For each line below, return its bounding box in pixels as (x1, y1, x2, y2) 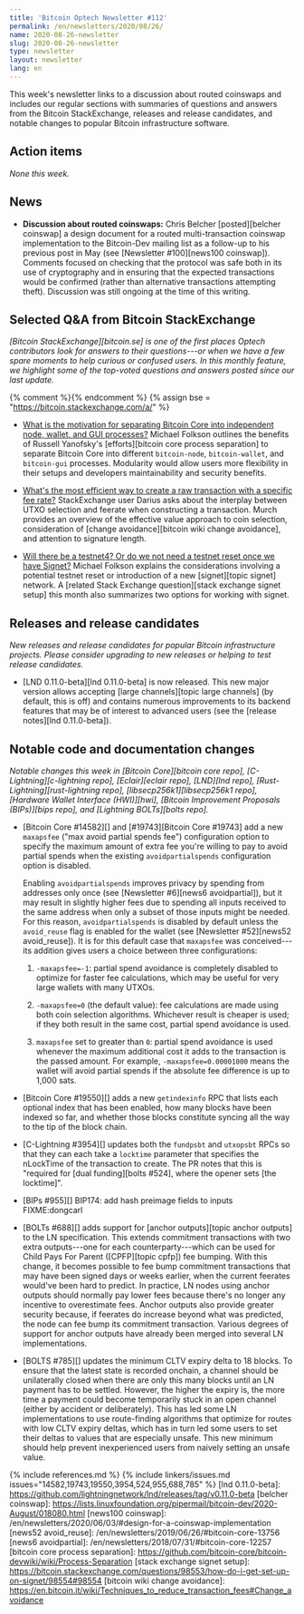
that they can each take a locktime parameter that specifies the (22, 1148, 260, 1159)
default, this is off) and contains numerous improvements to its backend (22, 695, 291, 707)
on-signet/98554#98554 (9, 1575, 102, 1586)
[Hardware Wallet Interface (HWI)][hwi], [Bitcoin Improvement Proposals (9, 794, 280, 805)
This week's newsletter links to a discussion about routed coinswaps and (9, 88, 282, 100)
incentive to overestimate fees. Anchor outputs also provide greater (22, 1298, 274, 1310)
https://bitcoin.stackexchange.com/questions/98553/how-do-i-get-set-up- (9, 1565, 290, 1576)
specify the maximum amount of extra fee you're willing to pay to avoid (22, 841, 288, 851)
